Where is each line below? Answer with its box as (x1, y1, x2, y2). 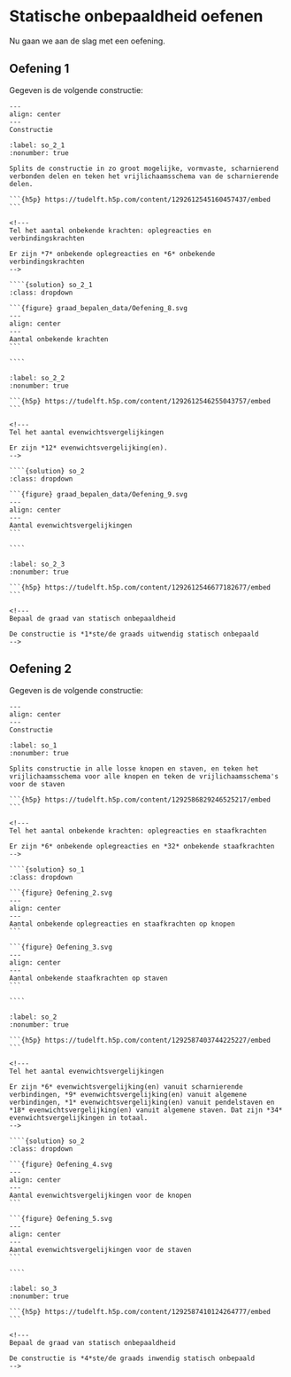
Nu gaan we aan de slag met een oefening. (9, 35, 165, 46)
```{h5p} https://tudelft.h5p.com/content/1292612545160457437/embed (9, 195, 272, 204)
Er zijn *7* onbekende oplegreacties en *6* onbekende (9, 249, 216, 258)
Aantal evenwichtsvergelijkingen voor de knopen (9, 1191, 192, 1200)
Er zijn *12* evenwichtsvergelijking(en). (9, 443, 168, 452)
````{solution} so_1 (9, 865, 86, 874)
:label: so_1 (9, 740, 57, 750)
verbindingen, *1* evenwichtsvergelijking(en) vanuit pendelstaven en (9, 1098, 275, 1107)
